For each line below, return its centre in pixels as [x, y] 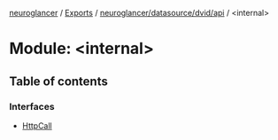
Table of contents [58, 81]
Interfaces [32, 106]
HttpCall [37, 125]
